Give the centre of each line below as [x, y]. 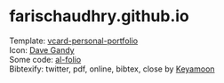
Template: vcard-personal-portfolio [74, 41]
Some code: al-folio [45, 59]
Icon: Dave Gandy [42, 49]
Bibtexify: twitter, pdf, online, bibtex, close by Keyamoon [112, 69]
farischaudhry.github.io [99, 16]
